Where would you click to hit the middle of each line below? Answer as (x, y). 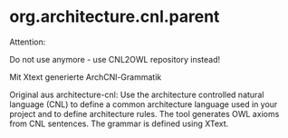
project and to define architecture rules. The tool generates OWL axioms (144, 113)
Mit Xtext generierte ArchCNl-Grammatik (86, 77)
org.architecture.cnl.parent (115, 17)
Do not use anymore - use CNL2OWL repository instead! (115, 59)
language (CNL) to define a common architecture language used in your (144, 104)
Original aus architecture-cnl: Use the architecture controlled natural (137, 94)
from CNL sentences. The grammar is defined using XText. (119, 123)
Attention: (28, 42)
